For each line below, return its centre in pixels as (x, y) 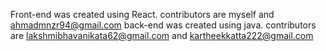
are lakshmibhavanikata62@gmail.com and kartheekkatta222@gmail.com (162, 35)
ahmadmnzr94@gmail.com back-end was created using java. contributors (163, 25)
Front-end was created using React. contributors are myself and (142, 14)
